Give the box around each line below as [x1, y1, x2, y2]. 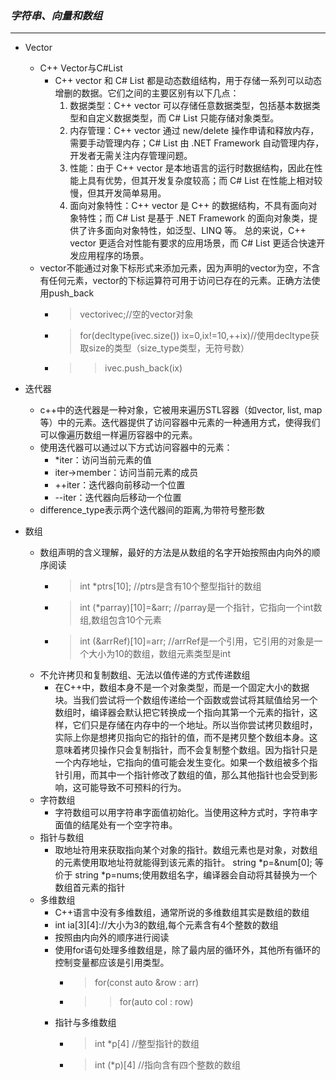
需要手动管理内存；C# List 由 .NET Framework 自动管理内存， [69, 137, 325, 149]
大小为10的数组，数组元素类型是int [88, 648, 231, 660]
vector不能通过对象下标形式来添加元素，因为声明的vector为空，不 [39, 262, 312, 274]
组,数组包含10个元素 [79, 614, 162, 626]
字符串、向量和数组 [10, 8, 103, 22]
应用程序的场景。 [78, 250, 150, 262]
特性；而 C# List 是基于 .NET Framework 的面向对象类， [78, 212, 310, 224]
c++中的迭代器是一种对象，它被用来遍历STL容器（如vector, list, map [39, 404, 323, 416]
